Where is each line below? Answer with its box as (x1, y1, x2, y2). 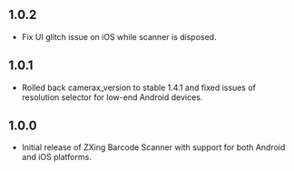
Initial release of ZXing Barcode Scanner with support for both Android (21, 142, 286, 153)
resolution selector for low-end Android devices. (21, 91, 203, 103)
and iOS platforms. (21, 152, 92, 163)
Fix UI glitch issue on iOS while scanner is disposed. (21, 31, 217, 42)
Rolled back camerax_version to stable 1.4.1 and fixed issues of (21, 82, 256, 93)
